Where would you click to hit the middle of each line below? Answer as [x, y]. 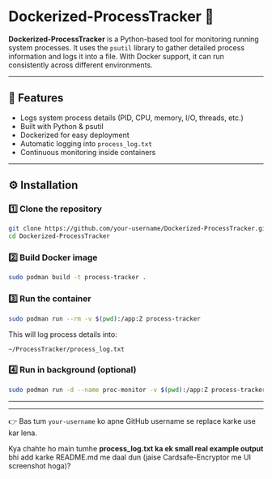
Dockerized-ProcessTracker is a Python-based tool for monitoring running [134, 39]
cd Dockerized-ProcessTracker [59, 236]
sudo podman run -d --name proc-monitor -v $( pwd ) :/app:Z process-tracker [137, 390]
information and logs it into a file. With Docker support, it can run [116, 56]
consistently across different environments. [81, 65]
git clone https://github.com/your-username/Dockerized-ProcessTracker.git [139, 229]
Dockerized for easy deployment [74, 135]
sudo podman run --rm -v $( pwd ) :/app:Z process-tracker [104, 319]
